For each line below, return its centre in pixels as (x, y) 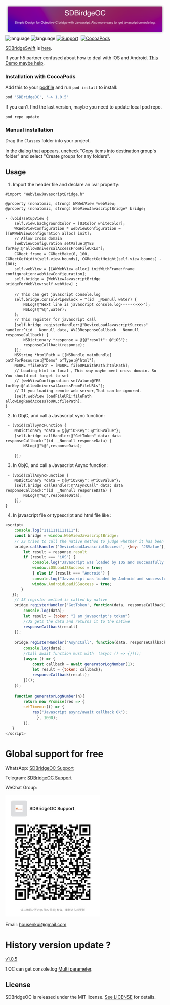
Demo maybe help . (25, 63)
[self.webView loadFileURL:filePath (53, 396)
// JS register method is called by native (61, 600)
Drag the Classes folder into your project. (48, 141)
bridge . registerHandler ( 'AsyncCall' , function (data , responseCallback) (91, 643)
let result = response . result (55, 552)
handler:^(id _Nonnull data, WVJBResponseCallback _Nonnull (72, 330)
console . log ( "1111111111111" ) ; (47, 530)
